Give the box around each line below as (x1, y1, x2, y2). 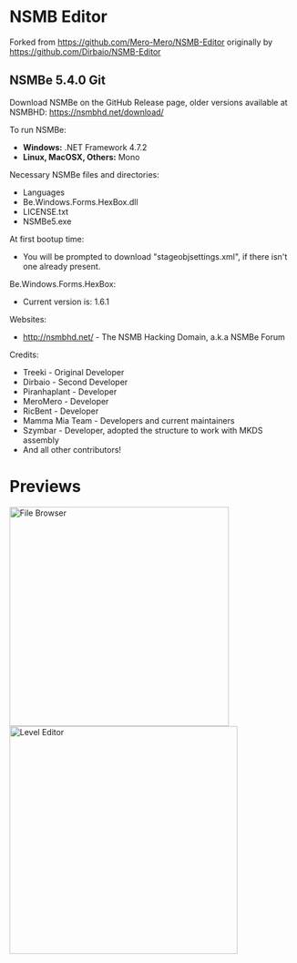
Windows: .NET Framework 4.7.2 (22, 141, 148, 152)
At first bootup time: (9, 233, 85, 244)
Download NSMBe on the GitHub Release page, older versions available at (9, 97, 289, 108)
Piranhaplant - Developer (22, 385, 118, 397)
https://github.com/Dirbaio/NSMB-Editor (9, 46, 161, 56)
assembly (22, 435, 59, 446)
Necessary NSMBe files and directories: (9, 169, 159, 179)
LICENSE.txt (22, 206, 69, 217)
